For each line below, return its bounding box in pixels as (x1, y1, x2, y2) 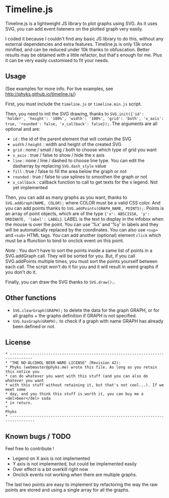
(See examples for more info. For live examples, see (5, 85, 113, 92)
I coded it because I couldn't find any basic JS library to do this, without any (5, 36, 164, 42)
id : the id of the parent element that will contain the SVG (12, 136, 132, 142)
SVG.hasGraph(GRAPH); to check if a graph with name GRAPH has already (12, 318, 163, 324)
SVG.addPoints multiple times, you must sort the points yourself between (5, 258, 158, 264)
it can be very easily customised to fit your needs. (5, 57, 110, 63)
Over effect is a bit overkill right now (12, 466, 89, 473)
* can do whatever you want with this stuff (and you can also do (5, 374, 148, 379)
